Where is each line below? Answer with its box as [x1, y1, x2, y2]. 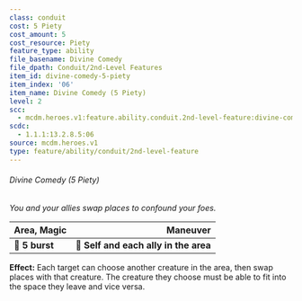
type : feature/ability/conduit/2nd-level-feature [9, 146, 200, 155]
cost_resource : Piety [9, 38, 91, 48]
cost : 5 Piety [9, 22, 63, 31]
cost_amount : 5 [9, 30, 67, 39]
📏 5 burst [13, 239, 54, 252]
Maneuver [165, 224, 211, 236]
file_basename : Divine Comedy [9, 55, 123, 64]
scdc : [9, 122, 30, 131]
